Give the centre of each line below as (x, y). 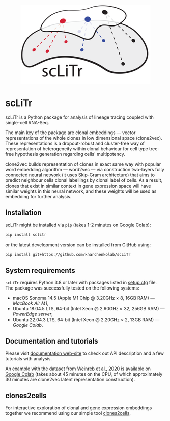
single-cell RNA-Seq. (27, 122)
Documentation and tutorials (52, 341)
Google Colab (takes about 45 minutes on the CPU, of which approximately (84, 374)
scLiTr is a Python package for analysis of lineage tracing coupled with (80, 117)
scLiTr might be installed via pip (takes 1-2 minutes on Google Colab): (78, 225)
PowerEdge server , (33, 314)
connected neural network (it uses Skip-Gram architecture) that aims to (80, 175)
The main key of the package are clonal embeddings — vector (70, 133)
